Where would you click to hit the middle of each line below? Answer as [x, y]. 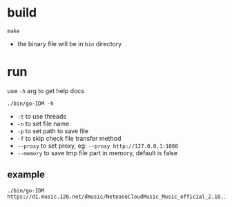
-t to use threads [42, 116]
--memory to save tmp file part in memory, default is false [97, 152]
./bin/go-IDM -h [30, 103]
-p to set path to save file [52, 131]
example [26, 175]
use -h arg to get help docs [46, 90]
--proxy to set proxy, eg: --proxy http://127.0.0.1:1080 [97, 146]
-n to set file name [43, 124]
